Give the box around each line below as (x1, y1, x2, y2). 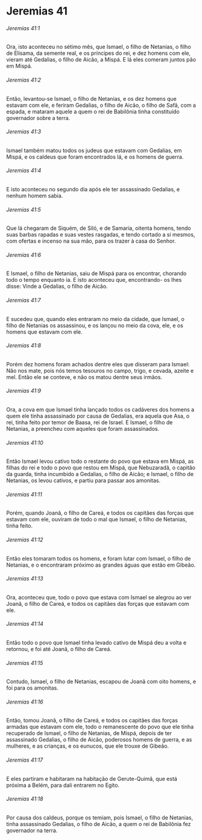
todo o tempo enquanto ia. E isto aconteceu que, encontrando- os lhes (6, 276, 182, 284)
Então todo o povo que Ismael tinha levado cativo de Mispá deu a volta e (6, 639, 187, 646)
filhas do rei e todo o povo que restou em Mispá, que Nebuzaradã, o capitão (6, 464, 196, 471)
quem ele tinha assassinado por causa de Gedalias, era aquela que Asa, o (6, 412, 190, 420)
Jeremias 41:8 (6, 342, 41, 349)
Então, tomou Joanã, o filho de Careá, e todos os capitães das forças (6, 717, 178, 724)
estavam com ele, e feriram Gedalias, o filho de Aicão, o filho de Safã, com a (6, 101, 196, 109)
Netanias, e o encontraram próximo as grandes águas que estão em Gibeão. (6, 561, 196, 568)
